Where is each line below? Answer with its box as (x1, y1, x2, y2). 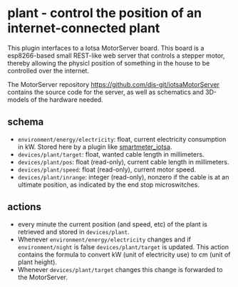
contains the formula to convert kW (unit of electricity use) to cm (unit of (17, 250, 231, 259)
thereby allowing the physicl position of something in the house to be (7, 58, 210, 67)
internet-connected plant (7, 20, 160, 36)
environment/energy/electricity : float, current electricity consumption (17, 135, 227, 143)
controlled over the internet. (7, 66, 89, 75)
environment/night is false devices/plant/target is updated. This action (17, 242, 229, 251)
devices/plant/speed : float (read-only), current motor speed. (17, 165, 197, 174)
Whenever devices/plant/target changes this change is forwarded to (17, 265, 223, 273)
